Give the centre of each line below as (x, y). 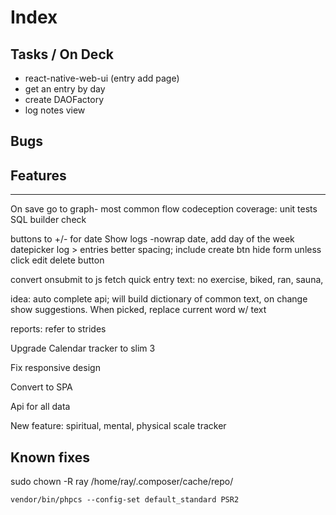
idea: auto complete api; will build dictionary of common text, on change (159, 299)
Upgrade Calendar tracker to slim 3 (83, 348)
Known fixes (50, 457)
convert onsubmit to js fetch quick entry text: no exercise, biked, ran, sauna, (167, 280)
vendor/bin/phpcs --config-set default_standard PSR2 (125, 500)
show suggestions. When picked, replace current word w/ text (138, 310)
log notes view (55, 110)
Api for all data (40, 407)
